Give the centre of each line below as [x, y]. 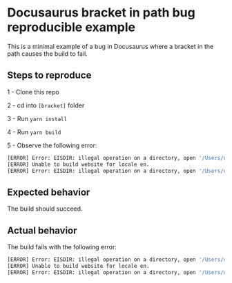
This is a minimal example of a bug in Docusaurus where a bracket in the [110, 46]
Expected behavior [49, 192]
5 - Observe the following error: [52, 145]
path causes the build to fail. [48, 54]
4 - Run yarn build [34, 132]
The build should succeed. [45, 209]
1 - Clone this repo [33, 92]
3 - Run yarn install [37, 118]
